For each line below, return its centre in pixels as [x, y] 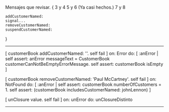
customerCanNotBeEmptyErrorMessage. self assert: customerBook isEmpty [84, 64]
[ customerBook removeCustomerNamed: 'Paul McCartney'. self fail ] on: [81, 79]
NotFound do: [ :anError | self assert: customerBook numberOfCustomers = [83, 84]
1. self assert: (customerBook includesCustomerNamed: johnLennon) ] [78, 90]
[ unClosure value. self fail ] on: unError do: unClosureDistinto [69, 99]
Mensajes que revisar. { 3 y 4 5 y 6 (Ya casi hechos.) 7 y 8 [65, 7]
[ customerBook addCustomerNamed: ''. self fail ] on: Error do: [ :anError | [82, 53]
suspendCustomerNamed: [29, 30]
